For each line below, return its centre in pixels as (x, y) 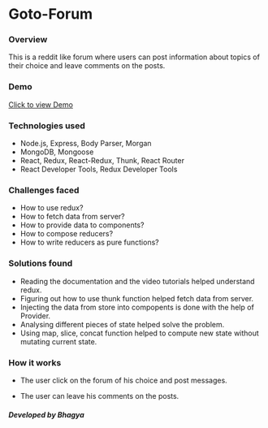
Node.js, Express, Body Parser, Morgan (86, 144)
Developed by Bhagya (47, 414)
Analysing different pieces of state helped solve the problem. (122, 324)
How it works (35, 362)
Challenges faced (44, 190)
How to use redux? (52, 208)
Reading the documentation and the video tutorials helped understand (137, 281)
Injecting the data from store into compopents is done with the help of (137, 307)
